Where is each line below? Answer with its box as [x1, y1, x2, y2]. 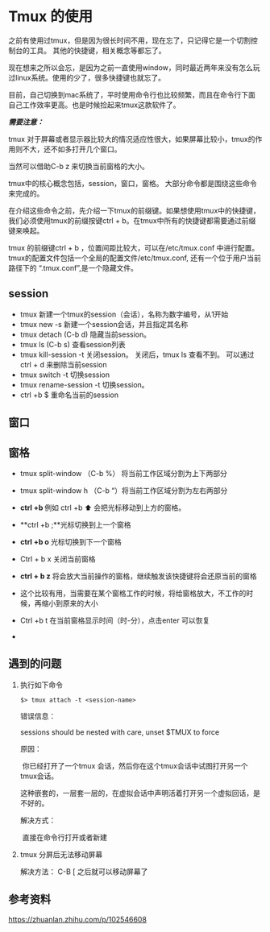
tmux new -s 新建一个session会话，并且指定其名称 [19, 319, 189, 329]
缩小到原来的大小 [41, 598, 98, 608]
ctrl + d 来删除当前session [19, 359, 107, 369]
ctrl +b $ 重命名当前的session [19, 390, 119, 400]
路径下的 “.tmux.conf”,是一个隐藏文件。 [8, 263, 139, 272]
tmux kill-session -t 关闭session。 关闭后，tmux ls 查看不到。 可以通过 [19, 350, 255, 359]
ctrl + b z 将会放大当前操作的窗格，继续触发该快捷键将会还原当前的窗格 [19, 571, 258, 581]
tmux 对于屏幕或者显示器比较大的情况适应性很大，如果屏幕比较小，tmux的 [8, 134, 255, 143]
